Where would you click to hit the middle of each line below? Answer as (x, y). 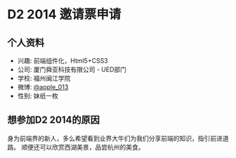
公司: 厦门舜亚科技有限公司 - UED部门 (72, 70)
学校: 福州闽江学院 (44, 78)
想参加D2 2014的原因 (54, 120)
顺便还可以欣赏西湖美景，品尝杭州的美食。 (83, 147)
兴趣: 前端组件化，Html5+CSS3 (63, 61)
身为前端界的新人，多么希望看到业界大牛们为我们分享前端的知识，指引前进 (115, 138)
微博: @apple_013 (43, 87)
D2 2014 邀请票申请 (64, 14)
